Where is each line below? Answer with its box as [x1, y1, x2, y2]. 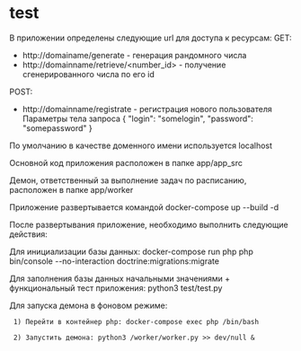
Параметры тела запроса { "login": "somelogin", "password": [22, 113, 254, 124]
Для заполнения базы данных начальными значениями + [9, 273, 231, 284]
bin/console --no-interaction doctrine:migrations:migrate [9, 255, 220, 267]
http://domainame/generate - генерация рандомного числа [22, 49, 247, 60]
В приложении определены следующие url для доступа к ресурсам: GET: [9, 32, 292, 43]
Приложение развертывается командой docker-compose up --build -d [9, 201, 279, 213]
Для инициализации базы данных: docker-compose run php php [9, 246, 253, 257]
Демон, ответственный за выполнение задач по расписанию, [9, 174, 247, 186]
